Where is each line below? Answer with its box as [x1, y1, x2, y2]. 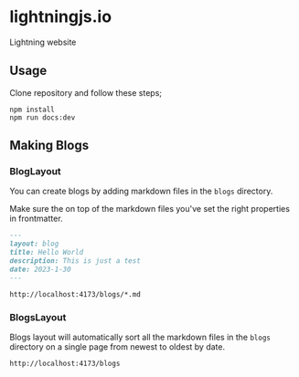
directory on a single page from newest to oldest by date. [9, 340, 226, 352]
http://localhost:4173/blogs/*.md [9, 289, 142, 298]
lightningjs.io [9, 6, 112, 27]
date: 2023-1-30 [9, 265, 71, 274]
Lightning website [9, 37, 77, 47]
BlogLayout [9, 165, 61, 178]
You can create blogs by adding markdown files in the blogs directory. [9, 185, 273, 197]
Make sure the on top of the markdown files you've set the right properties [9, 204, 291, 215]
